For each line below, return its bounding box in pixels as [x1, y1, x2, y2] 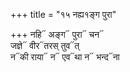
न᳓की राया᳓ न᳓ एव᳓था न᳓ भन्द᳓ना [10, 51, 120, 63]
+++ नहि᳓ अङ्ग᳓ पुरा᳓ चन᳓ [10, 29, 105, 40]
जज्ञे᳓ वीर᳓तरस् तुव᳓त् [10, 40, 80, 51]
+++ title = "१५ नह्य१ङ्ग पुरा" [10, 9, 117, 20]
